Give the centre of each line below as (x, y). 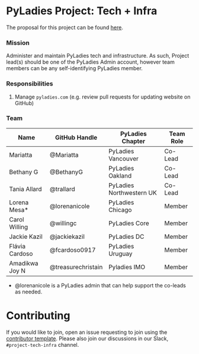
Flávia (17, 246)
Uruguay (121, 254)
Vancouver (124, 159)
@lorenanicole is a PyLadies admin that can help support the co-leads (100, 285)
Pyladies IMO (127, 267)
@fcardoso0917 (73, 249)
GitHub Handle (76, 137)
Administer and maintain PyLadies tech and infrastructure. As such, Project (98, 56)
